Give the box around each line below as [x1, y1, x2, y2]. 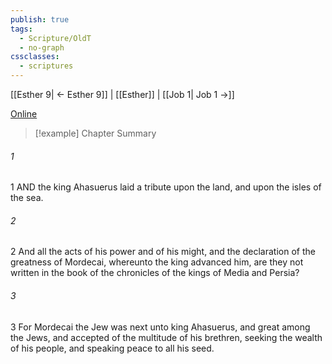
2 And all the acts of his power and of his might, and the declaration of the [10, 246, 316, 258]
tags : [10, 24, 33, 34]
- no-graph [19, 42, 65, 53]
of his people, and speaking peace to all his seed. [10, 342, 215, 354]
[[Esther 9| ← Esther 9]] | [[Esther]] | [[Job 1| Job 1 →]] [10, 89, 235, 100]
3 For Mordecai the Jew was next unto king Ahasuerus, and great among [10, 321, 311, 333]
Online [10, 108, 38, 120]
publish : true [10, 14, 70, 25]
